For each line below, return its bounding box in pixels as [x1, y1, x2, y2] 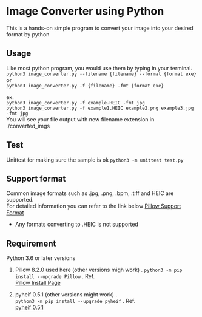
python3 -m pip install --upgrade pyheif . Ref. [15, 298, 136, 305]
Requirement [6, 238, 56, 248]
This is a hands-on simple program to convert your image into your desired [6, 24, 194, 32]
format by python [6, 30, 50, 38]
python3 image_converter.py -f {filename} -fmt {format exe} [6, 83, 164, 89]
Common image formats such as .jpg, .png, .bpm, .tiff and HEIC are [6, 189, 174, 197]
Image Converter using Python [6, 4, 164, 18]
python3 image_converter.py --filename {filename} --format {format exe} [6, 71, 197, 77]
